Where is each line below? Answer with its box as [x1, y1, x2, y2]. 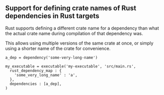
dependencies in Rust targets [5, 12, 100, 20]
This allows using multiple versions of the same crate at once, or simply [5, 40, 153, 46]
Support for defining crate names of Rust [5, 4, 137, 12]
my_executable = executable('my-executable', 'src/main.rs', [5, 63, 136, 69]
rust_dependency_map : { [10, 68, 62, 73]
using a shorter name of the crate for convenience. [5, 45, 111, 51]
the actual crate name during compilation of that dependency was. [5, 30, 143, 36]
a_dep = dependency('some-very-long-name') [5, 55, 98, 60]
